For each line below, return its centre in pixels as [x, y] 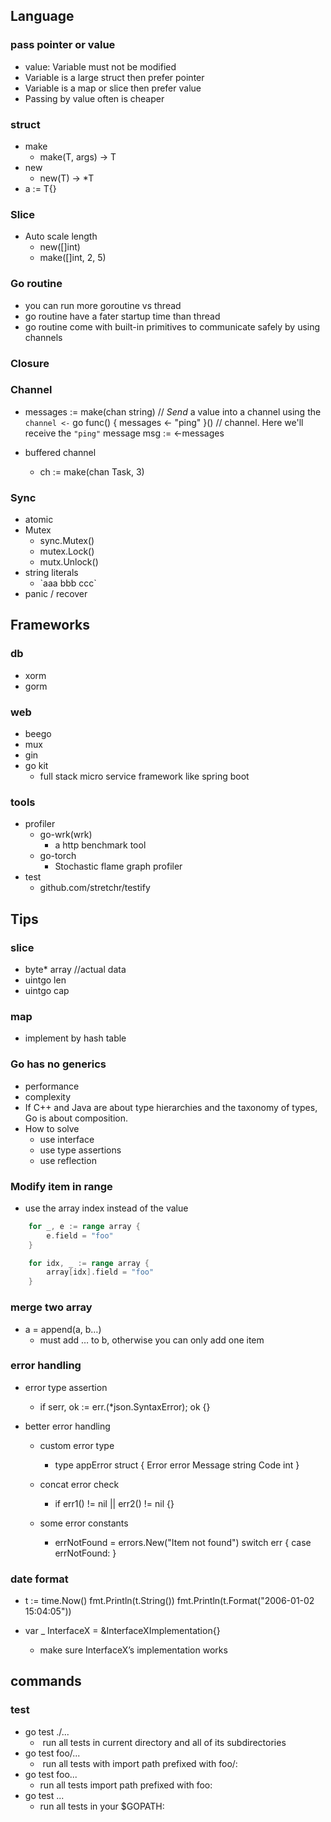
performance [52, 1086]
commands [46, 1681]
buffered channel [60, 452]
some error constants [84, 1523]
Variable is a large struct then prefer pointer [114, 77]
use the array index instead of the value [106, 1208]
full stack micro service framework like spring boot [144, 776]
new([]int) [60, 247]
